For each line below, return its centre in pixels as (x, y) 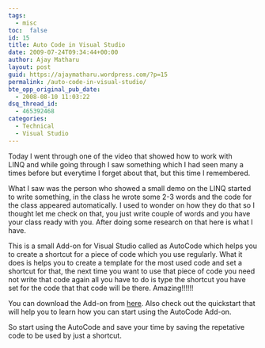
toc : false (28, 30)
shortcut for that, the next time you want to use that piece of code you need (132, 271)
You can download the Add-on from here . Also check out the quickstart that (132, 303)
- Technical (35, 126)
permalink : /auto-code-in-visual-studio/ (78, 82)
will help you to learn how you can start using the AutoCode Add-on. (120, 312)
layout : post (30, 67)
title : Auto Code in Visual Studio (67, 45)
